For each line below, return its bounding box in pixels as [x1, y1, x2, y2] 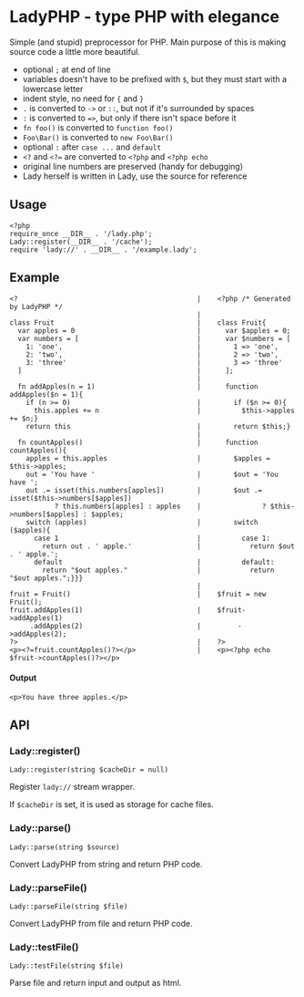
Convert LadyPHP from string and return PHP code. [9, 858, 203, 869]
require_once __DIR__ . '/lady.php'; [9, 229, 153, 238]
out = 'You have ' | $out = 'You [25, 470, 279, 479]
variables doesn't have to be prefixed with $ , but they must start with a [22, 73, 288, 84]
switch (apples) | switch [25, 517, 258, 526]
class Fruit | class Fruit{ [9, 317, 267, 327]
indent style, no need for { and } [22, 93, 144, 104]
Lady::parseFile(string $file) [9, 902, 128, 911]
